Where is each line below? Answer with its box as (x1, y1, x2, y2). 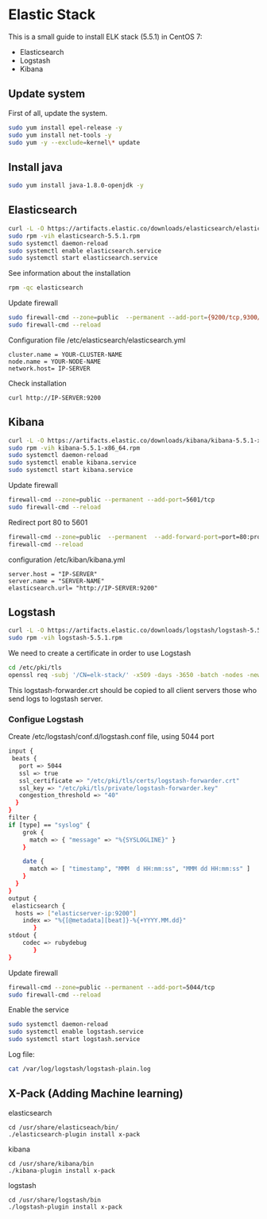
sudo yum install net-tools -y (8, 131, 112, 139)
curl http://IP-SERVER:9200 (8, 393, 102, 402)
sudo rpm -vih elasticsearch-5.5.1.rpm (8, 232, 141, 240)
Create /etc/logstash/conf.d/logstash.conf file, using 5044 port (8, 732, 215, 741)
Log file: (8, 1050, 35, 1059)
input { (8, 747, 34, 756)
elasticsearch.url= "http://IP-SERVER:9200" (8, 584, 158, 592)
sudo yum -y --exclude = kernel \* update (8, 138, 141, 146)
